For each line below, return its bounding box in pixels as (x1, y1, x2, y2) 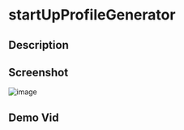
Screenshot (8, 65, 69, 79)
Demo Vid (8, 110, 59, 124)
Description (8, 38, 69, 52)
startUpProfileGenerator (8, 6, 176, 24)
